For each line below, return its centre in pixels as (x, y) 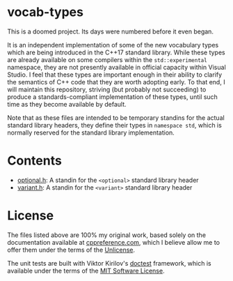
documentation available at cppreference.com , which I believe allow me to (114, 242)
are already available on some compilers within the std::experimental (107, 59)
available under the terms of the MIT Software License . (86, 271)
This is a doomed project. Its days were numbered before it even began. (111, 31)
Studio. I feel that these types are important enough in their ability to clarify (115, 75)
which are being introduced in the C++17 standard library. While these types (116, 52)
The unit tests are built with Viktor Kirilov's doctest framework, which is (109, 263)
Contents (35, 161)
